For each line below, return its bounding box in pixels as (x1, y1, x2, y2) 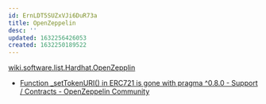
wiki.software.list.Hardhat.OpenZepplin (8, 63, 136, 72)
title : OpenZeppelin (8, 19, 77, 27)
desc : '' (8, 26, 37, 34)
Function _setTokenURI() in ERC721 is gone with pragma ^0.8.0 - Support (19, 79, 258, 88)
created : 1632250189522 (8, 41, 87, 49)
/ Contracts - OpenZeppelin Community (19, 87, 150, 96)
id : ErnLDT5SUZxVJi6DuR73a (8, 11, 98, 20)
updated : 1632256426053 (8, 33, 87, 42)
